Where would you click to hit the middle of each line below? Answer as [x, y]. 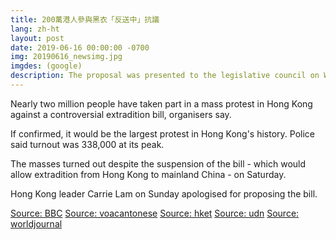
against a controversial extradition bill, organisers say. [121, 114]
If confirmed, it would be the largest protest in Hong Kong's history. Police [162, 133]
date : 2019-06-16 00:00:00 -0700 [80, 47]
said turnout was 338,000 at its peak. [87, 144]
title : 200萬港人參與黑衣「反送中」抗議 [85, 19]
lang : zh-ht [35, 29]
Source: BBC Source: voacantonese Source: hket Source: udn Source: [155, 213]
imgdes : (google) [46, 66]
